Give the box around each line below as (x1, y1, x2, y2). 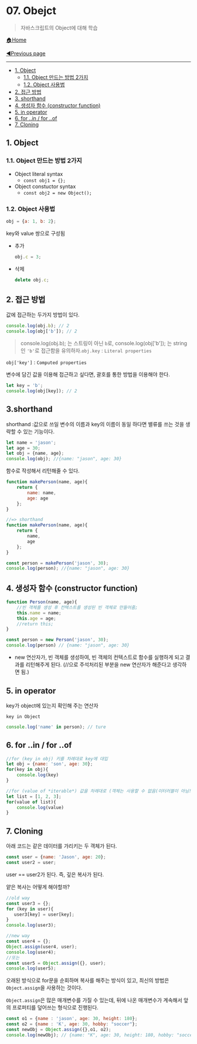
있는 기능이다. (23, 428, 55, 435)
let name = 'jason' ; (6, 440, 57, 446)
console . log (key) (16, 772, 59, 778)
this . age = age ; (16, 615, 57, 621)
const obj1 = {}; (23, 178, 66, 183)
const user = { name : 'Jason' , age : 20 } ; (6, 854, 107, 860)
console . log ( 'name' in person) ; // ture (6, 724, 107, 730)
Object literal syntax (14, 170, 63, 177)
